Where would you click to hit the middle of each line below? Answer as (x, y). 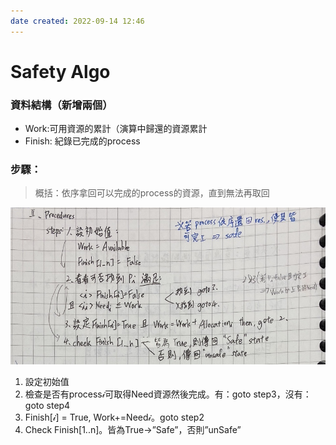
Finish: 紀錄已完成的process (82, 141)
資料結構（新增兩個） (61, 105)
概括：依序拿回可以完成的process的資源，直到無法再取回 (152, 193)
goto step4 (47, 406)
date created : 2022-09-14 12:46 (77, 21)
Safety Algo (60, 71)
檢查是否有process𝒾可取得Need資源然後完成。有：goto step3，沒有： (168, 394)
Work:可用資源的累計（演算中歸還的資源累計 (116, 129)
